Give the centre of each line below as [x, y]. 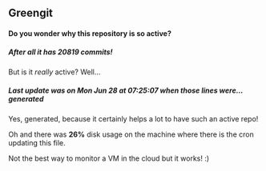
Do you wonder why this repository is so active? [90, 33]
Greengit [31, 13]
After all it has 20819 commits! [61, 52]
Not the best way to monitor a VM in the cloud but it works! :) [109, 158]
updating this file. [37, 142]
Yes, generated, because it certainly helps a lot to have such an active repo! [133, 118]
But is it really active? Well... [54, 72]
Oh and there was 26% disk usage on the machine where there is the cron [131, 134]
